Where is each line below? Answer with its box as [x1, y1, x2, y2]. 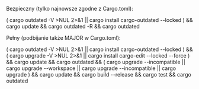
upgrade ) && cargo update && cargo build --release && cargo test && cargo [6, 71, 191, 78]
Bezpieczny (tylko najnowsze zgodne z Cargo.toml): [6, 5, 133, 12]
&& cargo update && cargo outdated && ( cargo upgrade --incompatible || [6, 59, 185, 65]
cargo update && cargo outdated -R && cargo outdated [6, 23, 140, 30]
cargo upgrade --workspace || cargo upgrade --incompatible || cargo [6, 65, 176, 72]
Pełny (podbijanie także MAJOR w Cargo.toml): [6, 34, 121, 41]
